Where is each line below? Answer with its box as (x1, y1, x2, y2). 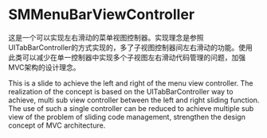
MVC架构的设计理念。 (8, 62, 81, 72)
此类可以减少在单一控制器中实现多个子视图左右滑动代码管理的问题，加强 (8, 52, 245, 62)
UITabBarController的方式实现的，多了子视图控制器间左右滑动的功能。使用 (8, 42, 253, 52)
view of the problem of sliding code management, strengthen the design (8, 112, 245, 121)
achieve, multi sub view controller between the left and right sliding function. (8, 95, 260, 105)
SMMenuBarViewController (8, 6, 195, 24)
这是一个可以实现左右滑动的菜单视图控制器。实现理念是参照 (8, 33, 204, 42)
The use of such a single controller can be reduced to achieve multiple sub (8, 103, 254, 113)
